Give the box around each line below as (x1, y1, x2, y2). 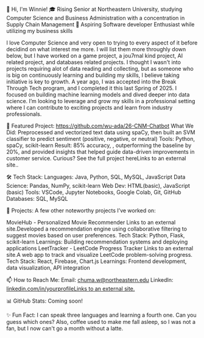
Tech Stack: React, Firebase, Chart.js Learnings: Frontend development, (6, 257, 187, 265)
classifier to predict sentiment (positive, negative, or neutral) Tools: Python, (6, 135, 195, 142)
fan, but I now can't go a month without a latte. (6, 325, 124, 332)
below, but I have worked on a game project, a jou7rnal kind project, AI (6, 52, 183, 59)
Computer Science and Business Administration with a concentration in (6, 15, 185, 21)
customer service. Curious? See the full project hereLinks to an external (6, 155, 186, 162)
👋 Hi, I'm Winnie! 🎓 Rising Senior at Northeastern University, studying (6, 5, 183, 13)
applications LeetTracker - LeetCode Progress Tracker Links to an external (6, 245, 194, 252)
